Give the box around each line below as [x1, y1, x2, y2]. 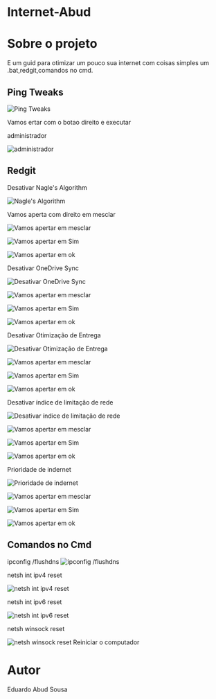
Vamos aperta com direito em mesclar [7, 210, 116, 218]
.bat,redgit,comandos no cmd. [7, 67, 93, 75]
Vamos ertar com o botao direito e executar [7, 118, 132, 126]
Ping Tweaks [7, 86, 64, 98]
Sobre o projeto [7, 36, 98, 52]
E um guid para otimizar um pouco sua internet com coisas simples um [7, 59, 210, 67]
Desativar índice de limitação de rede [7, 398, 114, 406]
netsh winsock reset [7, 624, 65, 632]
